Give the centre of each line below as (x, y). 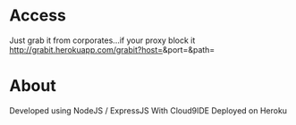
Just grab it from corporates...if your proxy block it (102, 40)
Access (38, 16)
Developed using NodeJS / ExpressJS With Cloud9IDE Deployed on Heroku (148, 110)
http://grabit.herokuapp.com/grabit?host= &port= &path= (112, 49)
